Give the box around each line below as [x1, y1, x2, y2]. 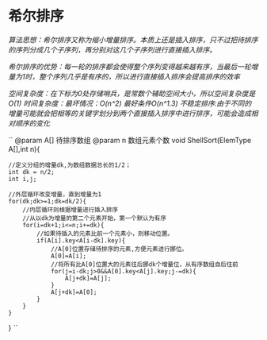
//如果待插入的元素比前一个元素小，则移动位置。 [36, 230, 174, 238]
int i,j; [8, 175, 37, 183]
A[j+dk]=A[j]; [64, 274, 112, 282]
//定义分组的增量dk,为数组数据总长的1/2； [8, 160, 132, 169]
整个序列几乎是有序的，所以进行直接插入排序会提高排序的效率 [38, 71, 240, 81]
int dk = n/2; [8, 168, 55, 176]
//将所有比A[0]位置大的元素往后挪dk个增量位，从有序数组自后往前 [50, 260, 239, 269]
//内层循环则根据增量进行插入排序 [22, 206, 119, 214]
